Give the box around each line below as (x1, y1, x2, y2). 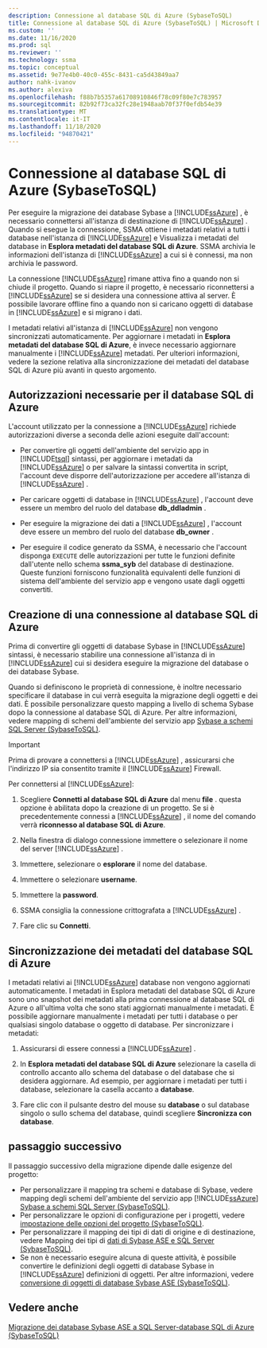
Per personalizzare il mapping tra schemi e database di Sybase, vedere (19, 1185, 253, 1194)
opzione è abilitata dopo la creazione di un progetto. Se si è (19, 803, 215, 812)
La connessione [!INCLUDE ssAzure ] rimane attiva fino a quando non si (8, 274, 240, 283)
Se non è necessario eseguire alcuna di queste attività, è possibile (19, 1253, 237, 1262)
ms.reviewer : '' (8, 49, 62, 56)
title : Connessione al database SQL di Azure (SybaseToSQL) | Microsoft (8, 19, 254, 27)
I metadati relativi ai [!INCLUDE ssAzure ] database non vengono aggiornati (8, 978, 250, 987)
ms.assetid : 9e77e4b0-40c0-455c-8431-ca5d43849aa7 (8, 71, 180, 79)
